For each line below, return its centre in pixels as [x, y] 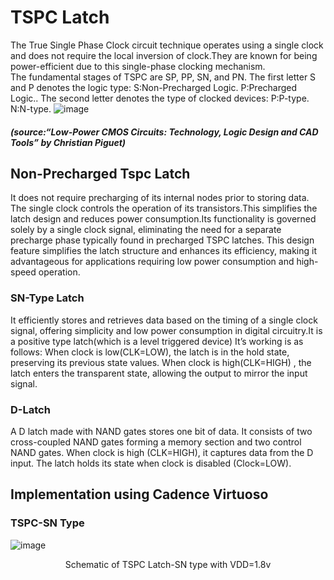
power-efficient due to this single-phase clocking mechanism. [138, 66]
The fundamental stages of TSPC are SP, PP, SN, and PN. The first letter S [163, 77]
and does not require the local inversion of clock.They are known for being [164, 55]
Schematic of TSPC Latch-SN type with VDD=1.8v [168, 564]
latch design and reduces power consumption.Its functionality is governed [163, 219]
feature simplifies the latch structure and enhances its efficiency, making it [164, 251]
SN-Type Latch [47, 298]
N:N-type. [31, 108]
